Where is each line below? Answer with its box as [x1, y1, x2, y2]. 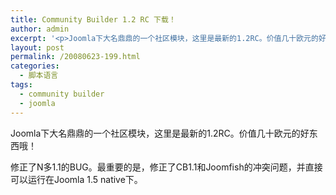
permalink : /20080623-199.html [10, 52, 141, 62]
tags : [10, 80, 33, 90]
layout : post [10, 42, 65, 53]
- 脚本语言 [19, 71, 59, 81]
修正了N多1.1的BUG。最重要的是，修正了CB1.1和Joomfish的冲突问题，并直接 [10, 161, 323, 173]
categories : [10, 61, 60, 71]
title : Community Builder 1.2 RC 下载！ [10, 14, 177, 25]
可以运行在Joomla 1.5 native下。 [10, 173, 143, 185]
